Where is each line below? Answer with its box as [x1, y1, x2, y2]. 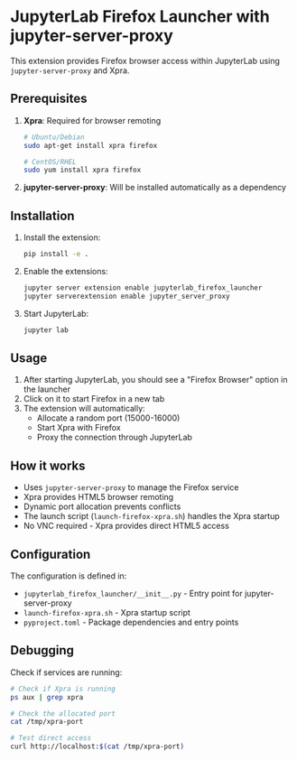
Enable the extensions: [23, 265, 108, 276]
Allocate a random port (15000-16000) [36, 412, 181, 423]
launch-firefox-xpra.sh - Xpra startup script [23, 607, 190, 617]
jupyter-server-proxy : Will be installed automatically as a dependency [23, 182, 287, 193]
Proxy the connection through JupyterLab [36, 431, 193, 443]
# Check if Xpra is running [10, 684, 116, 693]
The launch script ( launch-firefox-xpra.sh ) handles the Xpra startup [23, 511, 280, 522]
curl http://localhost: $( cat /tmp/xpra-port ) [10, 742, 184, 751]
